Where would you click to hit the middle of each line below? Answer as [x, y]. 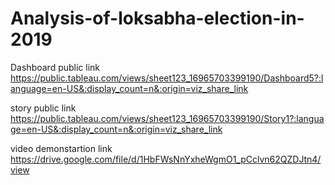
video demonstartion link [61, 148]
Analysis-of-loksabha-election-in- [157, 18]
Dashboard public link [55, 67]
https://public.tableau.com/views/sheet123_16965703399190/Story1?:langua [167, 118]
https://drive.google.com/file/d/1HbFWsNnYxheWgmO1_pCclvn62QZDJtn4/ [166, 159]
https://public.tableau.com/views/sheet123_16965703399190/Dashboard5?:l [167, 78]
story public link [43, 108]
